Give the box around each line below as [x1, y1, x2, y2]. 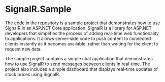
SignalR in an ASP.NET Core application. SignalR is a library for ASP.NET [5, 25, 152, 31]
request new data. [5, 46, 42, 52]
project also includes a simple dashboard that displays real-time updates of [5, 66, 158, 72]
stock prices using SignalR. [5, 71, 61, 77]
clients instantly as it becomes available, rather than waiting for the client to [5, 41, 159, 46]
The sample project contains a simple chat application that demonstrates [5, 55, 153, 61]
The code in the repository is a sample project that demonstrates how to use [5, 20, 160, 26]
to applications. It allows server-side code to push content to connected [5, 36, 151, 41]
